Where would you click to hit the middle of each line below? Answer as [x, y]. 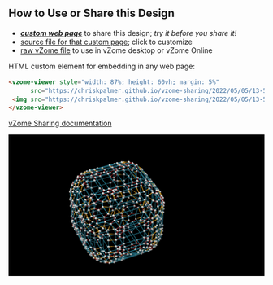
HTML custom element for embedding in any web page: [102, 66]
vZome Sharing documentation [60, 123]
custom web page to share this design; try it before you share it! [128, 33]
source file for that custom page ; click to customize [106, 42]
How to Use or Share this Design [91, 13]
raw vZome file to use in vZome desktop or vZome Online [116, 50]
